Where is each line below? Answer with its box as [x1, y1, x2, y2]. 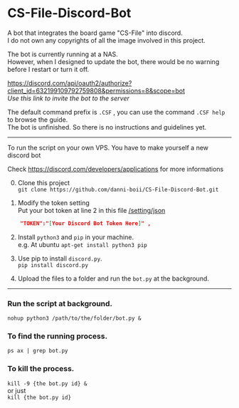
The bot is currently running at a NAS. [7, 50, 119, 58]
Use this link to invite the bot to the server [7, 94, 129, 103]
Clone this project [17, 178, 70, 187]
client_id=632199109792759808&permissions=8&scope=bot [7, 86, 186, 95]
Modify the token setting [17, 198, 90, 207]
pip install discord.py [17, 261, 89, 268]
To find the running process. [7, 331, 108, 341]
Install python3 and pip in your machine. [17, 233, 134, 241]
